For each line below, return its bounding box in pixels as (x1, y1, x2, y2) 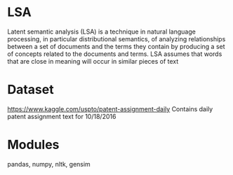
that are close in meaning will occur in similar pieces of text (7, 57, 179, 65)
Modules (7, 137, 60, 153)
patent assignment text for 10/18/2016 (7, 112, 116, 120)
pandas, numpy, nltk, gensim (7, 160, 91, 168)
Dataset (7, 82, 54, 98)
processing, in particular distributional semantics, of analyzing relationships (7, 34, 226, 43)
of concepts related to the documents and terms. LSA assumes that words (7, 50, 222, 58)
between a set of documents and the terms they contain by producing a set (7, 42, 226, 50)
